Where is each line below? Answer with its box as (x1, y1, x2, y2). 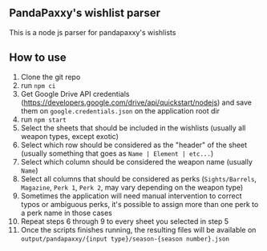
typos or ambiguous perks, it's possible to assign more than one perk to (20, 199, 259, 209)
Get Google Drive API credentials (20, 89, 130, 98)
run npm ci (20, 80, 56, 90)
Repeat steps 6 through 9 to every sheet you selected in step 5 (20, 216, 229, 226)
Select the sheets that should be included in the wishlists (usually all (20, 123, 246, 133)
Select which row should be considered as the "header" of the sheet (20, 140, 248, 149)
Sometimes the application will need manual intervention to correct (20, 191, 242, 201)
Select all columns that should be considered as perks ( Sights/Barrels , (20, 173, 257, 183)
